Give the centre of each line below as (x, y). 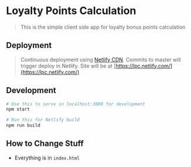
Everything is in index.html (47, 158)
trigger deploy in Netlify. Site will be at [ (68, 66)
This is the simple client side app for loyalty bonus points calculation (103, 27)
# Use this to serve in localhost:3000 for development (76, 104)
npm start (18, 110)
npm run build (23, 125)
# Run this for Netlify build (43, 120)
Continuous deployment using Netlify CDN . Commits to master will (100, 59)
